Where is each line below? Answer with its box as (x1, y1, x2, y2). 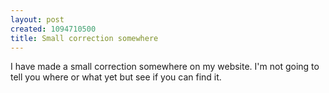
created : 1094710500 (10, 24, 97, 34)
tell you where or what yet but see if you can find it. (10, 71, 222, 83)
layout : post (10, 14, 65, 25)
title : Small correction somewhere (10, 33, 159, 43)
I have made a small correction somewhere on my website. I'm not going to (10, 61, 320, 73)
